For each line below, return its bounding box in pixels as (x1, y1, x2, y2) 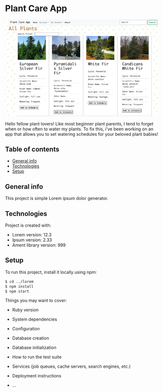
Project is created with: (5, 222, 52, 228)
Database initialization (12, 344, 57, 350)
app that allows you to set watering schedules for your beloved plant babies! (5, 131, 158, 137)
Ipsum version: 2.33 (12, 237, 52, 243)
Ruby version (12, 307, 39, 313)
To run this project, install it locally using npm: (5, 269, 97, 275)
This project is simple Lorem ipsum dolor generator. (5, 196, 109, 201)
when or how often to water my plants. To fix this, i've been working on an (5, 126, 154, 132)
